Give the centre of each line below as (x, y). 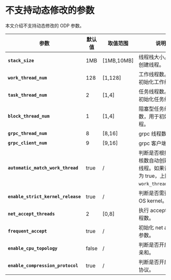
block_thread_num (29, 116)
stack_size (21, 60)
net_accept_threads (31, 214)
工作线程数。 (154, 74)
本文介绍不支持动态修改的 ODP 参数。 (45, 26)
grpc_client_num (27, 143)
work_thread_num (27, 78)
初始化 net (151, 227)
